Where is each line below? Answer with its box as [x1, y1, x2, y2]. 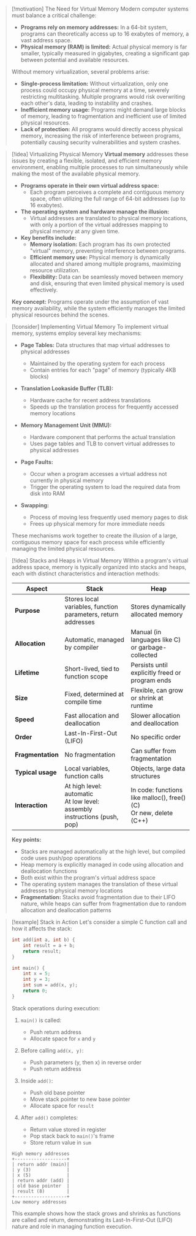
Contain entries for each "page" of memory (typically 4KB [29, 366, 176, 374]
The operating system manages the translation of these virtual [20, 880, 178, 888]
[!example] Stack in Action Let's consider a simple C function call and [11, 918, 187, 926]
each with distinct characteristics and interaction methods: [11, 570, 160, 577]
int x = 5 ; [23, 970, 51, 977]
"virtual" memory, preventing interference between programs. [29, 247, 186, 254]
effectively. [29, 286, 58, 293]
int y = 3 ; [23, 977, 51, 983]
